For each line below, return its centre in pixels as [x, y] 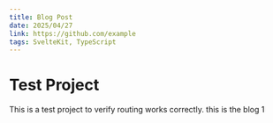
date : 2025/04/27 [41, 25]
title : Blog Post [41, 17]
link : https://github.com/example [73, 33]
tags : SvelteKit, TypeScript [63, 42]
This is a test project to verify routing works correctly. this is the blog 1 [137, 110]
